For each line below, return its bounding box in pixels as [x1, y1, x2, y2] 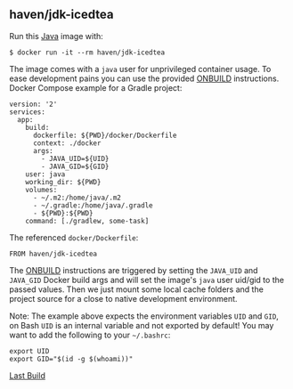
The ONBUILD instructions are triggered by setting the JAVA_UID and [9, 264, 258, 275]
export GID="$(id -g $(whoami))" [9, 354, 134, 363]
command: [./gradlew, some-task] [25, 216, 150, 225]
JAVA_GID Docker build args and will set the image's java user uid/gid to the [9, 274, 285, 285]
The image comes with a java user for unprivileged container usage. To [9, 63, 272, 74]
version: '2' [9, 100, 58, 109]
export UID [9, 346, 50, 355]
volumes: [25, 185, 58, 194]
